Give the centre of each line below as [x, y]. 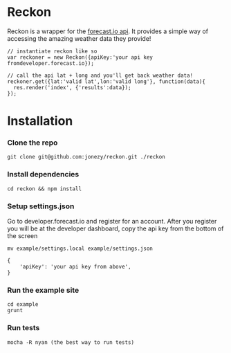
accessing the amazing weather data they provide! [79, 38]
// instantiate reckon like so [52, 51]
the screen [22, 236]
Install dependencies [43, 174]
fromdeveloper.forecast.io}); [51, 63]
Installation [40, 121]
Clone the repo [33, 143]
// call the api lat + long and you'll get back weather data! [100, 75]
